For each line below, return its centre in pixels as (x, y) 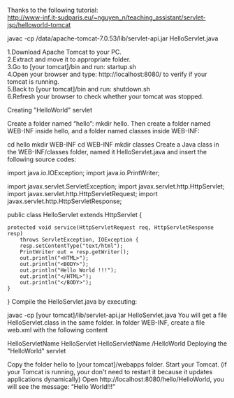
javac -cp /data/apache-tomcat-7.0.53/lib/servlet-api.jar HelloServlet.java (113, 38)
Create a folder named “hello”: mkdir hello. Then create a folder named (109, 124)
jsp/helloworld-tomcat (39, 25)
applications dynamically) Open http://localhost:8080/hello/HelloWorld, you (116, 379)
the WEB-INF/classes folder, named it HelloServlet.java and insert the (107, 152)
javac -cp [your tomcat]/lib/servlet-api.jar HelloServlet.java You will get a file (117, 315)
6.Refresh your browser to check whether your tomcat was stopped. (105, 96)
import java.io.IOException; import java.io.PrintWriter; (83, 173)
